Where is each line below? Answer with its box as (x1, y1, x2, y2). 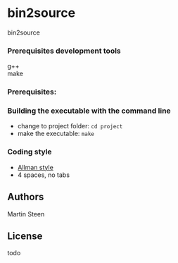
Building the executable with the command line (7, 106, 171, 116)
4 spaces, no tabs (17, 171, 70, 179)
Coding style (7, 147, 52, 157)
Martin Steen (7, 209, 45, 218)
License (7, 230, 43, 242)
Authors (7, 191, 44, 203)
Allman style (17, 163, 54, 171)
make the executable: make (17, 129, 95, 138)
